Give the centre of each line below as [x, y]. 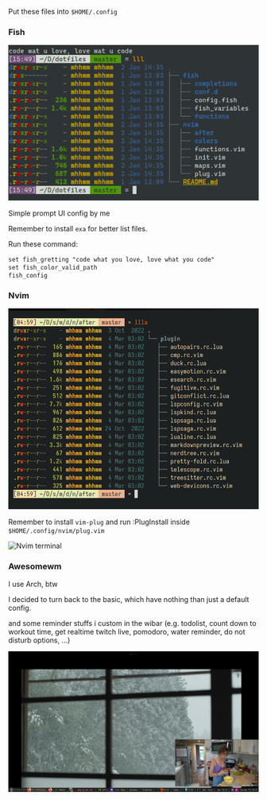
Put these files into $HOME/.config [63, 12]
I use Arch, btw [33, 584]
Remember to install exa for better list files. [78, 228]
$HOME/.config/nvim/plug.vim [56, 531]
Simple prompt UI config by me [59, 213]
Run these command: [43, 244]
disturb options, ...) [39, 640]
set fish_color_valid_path [53, 267]
